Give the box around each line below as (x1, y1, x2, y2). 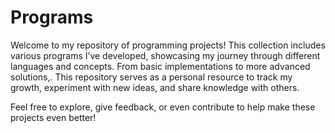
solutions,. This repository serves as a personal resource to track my (10, 71, 293, 83)
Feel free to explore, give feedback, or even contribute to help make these (10, 101, 316, 113)
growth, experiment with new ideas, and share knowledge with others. (10, 81, 300, 93)
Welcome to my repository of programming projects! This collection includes (10, 39, 326, 51)
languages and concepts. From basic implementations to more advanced (10, 60, 311, 72)
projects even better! (10, 111, 97, 123)
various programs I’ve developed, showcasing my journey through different (10, 49, 321, 61)
